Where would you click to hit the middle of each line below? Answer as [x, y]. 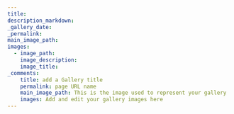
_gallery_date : [30, 27]
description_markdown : [41, 21]
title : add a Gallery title [61, 80]
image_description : [49, 60]
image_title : [39, 67]
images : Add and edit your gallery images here [91, 100]
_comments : [23, 73]
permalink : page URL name [58, 86]
